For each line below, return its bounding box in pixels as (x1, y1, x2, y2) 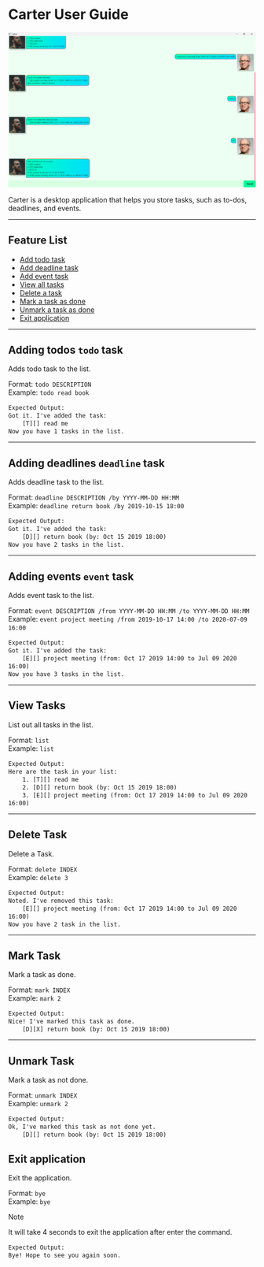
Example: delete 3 (8, 872, 68, 882)
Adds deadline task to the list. (8, 477, 104, 487)
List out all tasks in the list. (8, 719, 94, 730)
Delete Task (8, 828, 68, 842)
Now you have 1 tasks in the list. (8, 428, 125, 436)
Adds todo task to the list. (8, 364, 91, 373)
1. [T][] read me (22, 775, 79, 783)
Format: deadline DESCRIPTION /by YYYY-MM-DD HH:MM (8, 492, 179, 502)
